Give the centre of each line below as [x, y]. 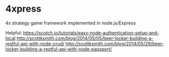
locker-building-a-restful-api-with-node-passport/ [59, 49]
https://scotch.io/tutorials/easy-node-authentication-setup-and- [91, 33]
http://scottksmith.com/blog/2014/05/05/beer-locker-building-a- [85, 38]
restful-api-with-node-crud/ [35, 43]
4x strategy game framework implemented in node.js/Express [71, 23]
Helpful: [14, 33]
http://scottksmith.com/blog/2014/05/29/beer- [115, 43]
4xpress [23, 9]
